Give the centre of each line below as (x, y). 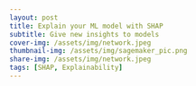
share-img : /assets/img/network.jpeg (80, 59)
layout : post (34, 17)
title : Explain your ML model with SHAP (87, 26)
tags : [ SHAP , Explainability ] (66, 68)
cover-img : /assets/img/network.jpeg (80, 43)
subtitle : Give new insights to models (84, 34)
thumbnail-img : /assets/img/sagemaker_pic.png (98, 51)
